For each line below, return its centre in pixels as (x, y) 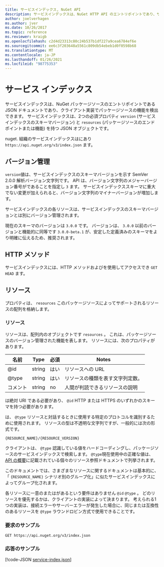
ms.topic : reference (26, 32)
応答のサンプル (23, 549)
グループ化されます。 (39, 483)
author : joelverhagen (27, 19)
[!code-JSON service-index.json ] (38, 560)
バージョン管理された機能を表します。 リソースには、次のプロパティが (84, 340)
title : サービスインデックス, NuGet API (43, 10)
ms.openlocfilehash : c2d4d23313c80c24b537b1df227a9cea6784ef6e (71, 41)
